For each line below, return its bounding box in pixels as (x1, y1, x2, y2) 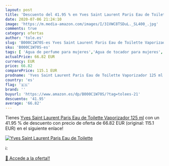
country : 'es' (5, 77, 35, 82)
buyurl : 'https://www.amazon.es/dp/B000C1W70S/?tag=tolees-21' (5, 92, 141, 97)
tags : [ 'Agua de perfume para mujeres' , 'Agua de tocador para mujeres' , (5, 49, 163, 54)
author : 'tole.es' (5, 36, 44, 41)
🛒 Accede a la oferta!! (5, 155, 50, 161)
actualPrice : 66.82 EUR (5, 54, 55, 59)
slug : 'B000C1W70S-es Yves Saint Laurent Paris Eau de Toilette (5, 40, 143, 45)
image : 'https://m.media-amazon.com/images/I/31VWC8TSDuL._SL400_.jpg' (5, 21, 158, 27)
